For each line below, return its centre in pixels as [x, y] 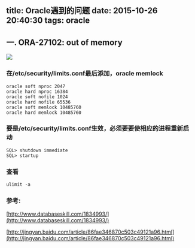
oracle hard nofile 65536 [38, 102]
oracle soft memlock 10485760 [44, 107]
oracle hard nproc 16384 [37, 92]
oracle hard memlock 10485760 [44, 113]
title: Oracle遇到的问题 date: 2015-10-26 [82, 11]
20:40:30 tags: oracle [48, 21]
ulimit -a [19, 185]
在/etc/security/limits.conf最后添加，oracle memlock [85, 74]
